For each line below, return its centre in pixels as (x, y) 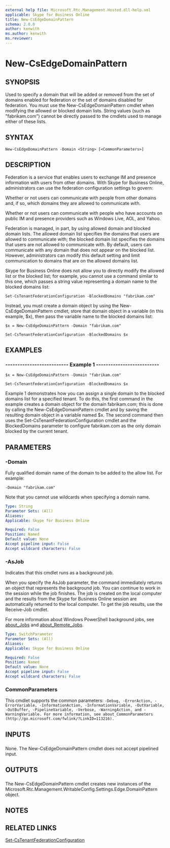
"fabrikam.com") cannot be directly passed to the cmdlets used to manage (83, 116)
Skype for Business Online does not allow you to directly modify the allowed (85, 271)
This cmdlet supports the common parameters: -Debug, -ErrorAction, (79, 700)
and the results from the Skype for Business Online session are (71, 599)
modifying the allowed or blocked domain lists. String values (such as (78, 110)
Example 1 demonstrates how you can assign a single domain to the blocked (85, 393)
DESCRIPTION (28, 165)
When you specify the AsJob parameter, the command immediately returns (84, 582)
